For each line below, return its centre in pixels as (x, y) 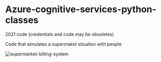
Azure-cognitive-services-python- (81, 9)
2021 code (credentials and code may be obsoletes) (60, 34)
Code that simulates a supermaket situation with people (63, 44)
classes (22, 20)
